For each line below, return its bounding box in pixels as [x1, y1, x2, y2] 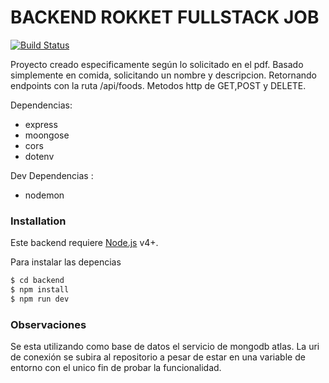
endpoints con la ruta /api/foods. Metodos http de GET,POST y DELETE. [10, 79, 307, 91]
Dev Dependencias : [10, 169, 94, 181]
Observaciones [10, 317, 87, 331]
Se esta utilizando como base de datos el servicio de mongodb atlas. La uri [10, 341, 320, 353]
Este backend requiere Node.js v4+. [10, 237, 159, 249]
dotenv [24, 150, 55, 162]
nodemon [24, 189, 65, 201]
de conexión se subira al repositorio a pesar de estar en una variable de [10, 351, 306, 363]
